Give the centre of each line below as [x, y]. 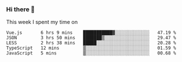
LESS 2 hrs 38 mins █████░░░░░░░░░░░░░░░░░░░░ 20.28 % [91, 43]
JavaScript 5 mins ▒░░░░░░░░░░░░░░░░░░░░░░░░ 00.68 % [91, 53]
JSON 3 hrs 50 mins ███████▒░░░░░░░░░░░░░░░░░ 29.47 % [91, 38]
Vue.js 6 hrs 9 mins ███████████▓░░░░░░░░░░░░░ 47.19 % [91, 33]
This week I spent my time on [42, 22]
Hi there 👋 [21, 9]
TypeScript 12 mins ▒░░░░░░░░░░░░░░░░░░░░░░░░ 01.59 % [91, 48]
